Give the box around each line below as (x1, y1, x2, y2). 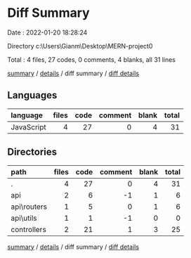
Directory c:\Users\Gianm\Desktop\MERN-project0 (7, 41, 153, 50)
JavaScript (11, 122, 47, 131)
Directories (7, 146, 58, 158)
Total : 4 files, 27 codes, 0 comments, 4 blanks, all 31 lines (7, 55, 176, 64)
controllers (11, 224, 47, 234)
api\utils (11, 213, 37, 223)
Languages (7, 89, 58, 101)
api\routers (11, 202, 48, 212)
